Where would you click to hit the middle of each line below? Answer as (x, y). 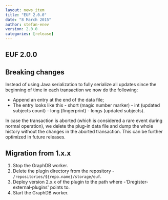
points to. (60, 187)
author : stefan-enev (27, 24)
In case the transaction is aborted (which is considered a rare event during (84, 121)
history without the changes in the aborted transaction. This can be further (84, 132)
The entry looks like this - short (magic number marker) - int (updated (86, 105)
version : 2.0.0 (22, 29)
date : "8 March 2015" (28, 19)
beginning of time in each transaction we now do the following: (72, 90)
